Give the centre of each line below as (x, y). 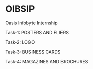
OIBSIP (20, 9)
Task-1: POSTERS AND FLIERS (37, 32)
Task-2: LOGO (20, 42)
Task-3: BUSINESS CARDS (33, 52)
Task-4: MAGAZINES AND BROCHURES (47, 61)
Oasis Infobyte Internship (32, 23)
